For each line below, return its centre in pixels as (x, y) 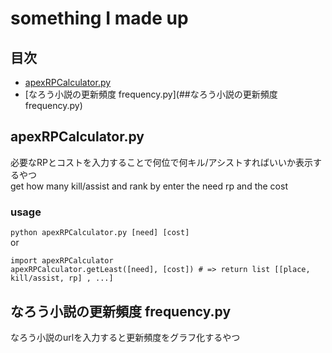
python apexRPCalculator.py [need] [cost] (100, 233)
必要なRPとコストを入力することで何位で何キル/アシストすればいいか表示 (162, 162)
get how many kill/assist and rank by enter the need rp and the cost (149, 186)
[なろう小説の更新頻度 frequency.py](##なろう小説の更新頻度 (151, 94)
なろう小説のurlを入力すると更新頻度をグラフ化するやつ (125, 337)
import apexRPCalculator (62, 261)
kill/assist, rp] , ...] (62, 278)
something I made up (99, 18)
